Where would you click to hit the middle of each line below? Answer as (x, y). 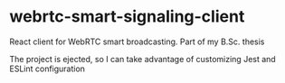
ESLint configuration (47, 69)
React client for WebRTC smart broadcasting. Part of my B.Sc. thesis (137, 41)
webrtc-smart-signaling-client (127, 17)
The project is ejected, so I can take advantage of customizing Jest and (142, 59)
